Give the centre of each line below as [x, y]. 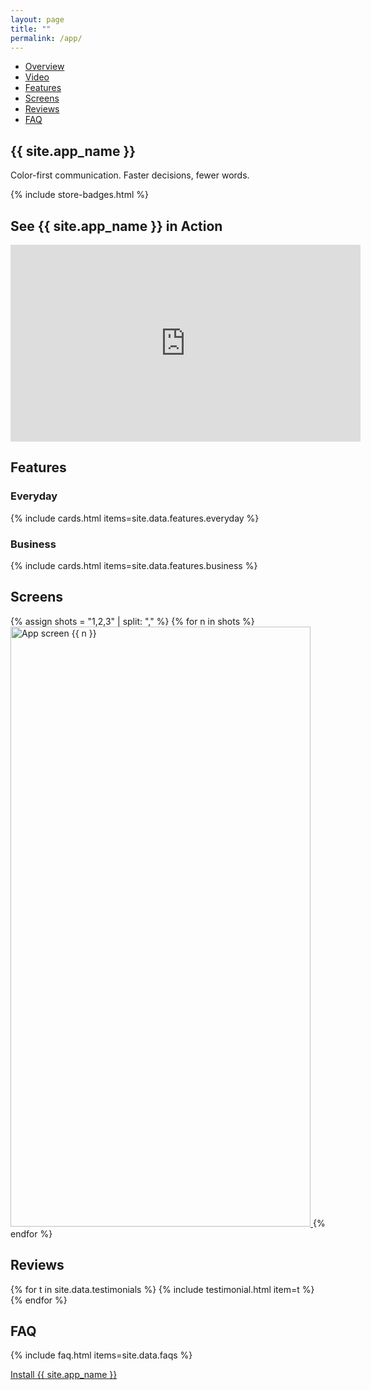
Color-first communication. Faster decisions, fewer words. [130, 175]
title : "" [31, 29]
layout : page [37, 19]
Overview [44, 67]
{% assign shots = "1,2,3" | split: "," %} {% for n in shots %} [132, 621]
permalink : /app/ [46, 38]
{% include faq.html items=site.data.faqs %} [101, 1355]
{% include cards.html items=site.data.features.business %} [134, 565]
